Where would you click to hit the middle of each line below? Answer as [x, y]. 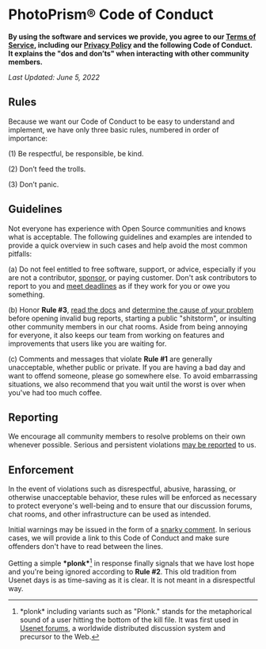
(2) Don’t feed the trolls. [47, 169]
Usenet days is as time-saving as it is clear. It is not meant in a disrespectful [132, 580]
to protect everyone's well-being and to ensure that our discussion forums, [130, 506]
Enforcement [41, 470]
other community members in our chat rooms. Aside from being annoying [128, 326]
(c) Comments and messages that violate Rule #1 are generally [110, 359]
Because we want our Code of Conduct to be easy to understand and [122, 121]
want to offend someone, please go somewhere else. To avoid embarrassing [133, 375]
